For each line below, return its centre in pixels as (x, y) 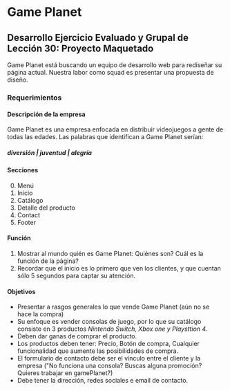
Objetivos (21, 291)
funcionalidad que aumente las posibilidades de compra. (98, 351)
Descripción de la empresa (46, 114)
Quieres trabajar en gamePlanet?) (65, 373)
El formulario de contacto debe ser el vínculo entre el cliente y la (109, 358)
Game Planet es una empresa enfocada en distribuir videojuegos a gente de (115, 129)
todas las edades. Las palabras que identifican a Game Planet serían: (105, 137)
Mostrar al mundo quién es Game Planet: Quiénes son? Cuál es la (110, 253)
